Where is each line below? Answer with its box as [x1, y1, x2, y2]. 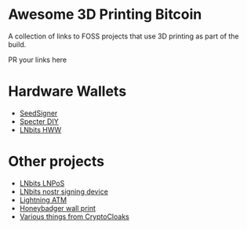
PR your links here [8, 55, 67, 64]
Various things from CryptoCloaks [19, 212, 129, 221]
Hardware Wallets [8, 82, 127, 100]
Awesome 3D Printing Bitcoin [8, 5, 202, 24]
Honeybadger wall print [19, 203, 96, 213]
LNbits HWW [19, 125, 62, 134]
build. [8, 39, 27, 49]
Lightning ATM [19, 194, 67, 205]
